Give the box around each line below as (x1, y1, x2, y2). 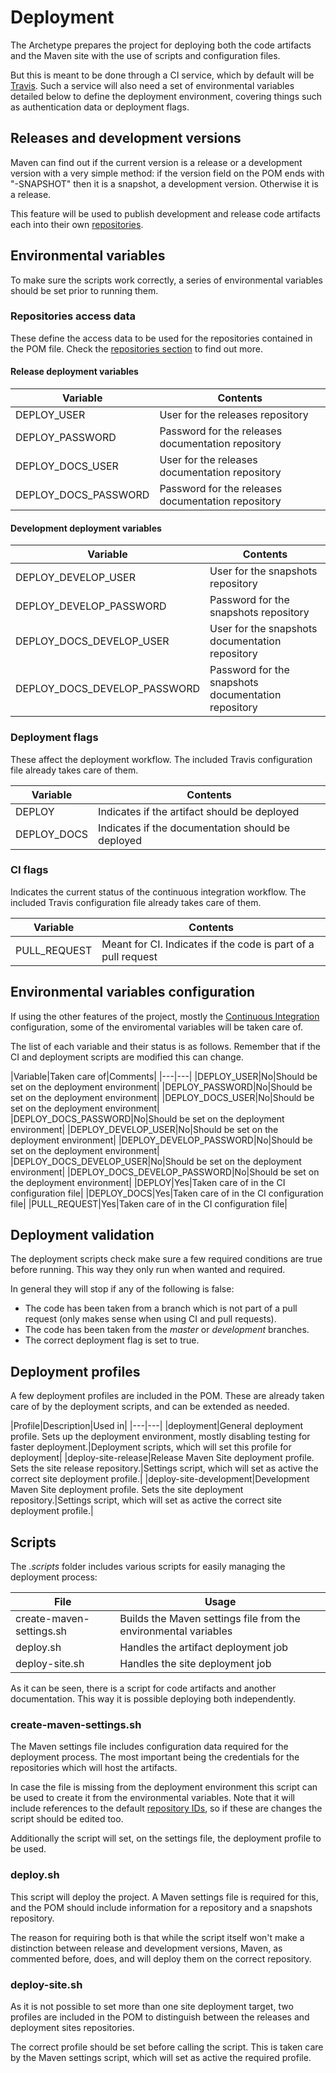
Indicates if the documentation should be (98, 821, 290, 835)
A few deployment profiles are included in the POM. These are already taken (10, 1390, 325, 1402)
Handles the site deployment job (119, 1657, 272, 1671)
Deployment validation (10, 1227, 155, 1244)
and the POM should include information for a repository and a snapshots (10, 1901, 313, 1913)
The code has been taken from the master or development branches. (24, 1324, 310, 1336)
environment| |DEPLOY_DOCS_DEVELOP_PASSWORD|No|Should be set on (10, 1166, 320, 1178)
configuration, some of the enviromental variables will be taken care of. (10, 1021, 304, 1033)
